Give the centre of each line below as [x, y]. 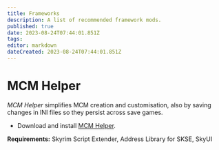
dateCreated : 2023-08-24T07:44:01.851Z [64, 52]
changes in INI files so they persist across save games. [85, 112]
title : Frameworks [33, 13]
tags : [15, 39]
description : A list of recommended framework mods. [84, 20]
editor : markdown [32, 45]
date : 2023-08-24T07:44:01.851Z [53, 33]
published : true [30, 26]
